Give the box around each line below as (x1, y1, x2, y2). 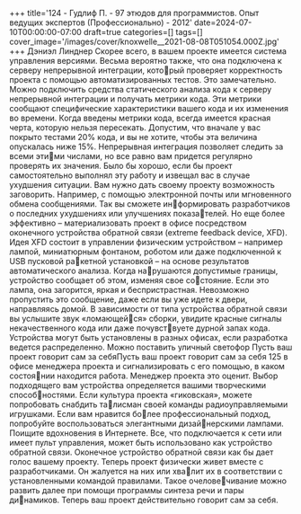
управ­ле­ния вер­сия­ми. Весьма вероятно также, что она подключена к (9, 56, 283, 66)
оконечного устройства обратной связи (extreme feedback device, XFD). (9, 227, 288, 237)
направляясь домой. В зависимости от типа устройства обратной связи (9, 304, 288, 314)
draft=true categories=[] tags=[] (84, 27, 204, 37)
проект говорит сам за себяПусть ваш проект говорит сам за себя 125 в (9, 351, 289, 362)
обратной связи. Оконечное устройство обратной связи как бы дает (9, 447, 274, 457)
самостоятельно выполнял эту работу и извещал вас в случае (9, 170, 251, 181)
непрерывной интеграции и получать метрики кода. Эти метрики (9, 93, 262, 104)
